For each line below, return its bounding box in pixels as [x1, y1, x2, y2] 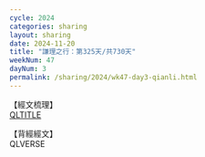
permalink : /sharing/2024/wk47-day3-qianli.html [9, 73, 198, 82]
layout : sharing [9, 30, 71, 39]
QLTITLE [9, 109, 42, 120]
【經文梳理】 [9, 99, 57, 110]
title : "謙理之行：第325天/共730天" [9, 47, 137, 57]
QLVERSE [9, 138, 46, 149]
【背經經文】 [9, 128, 57, 139]
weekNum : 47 [9, 56, 55, 65]
